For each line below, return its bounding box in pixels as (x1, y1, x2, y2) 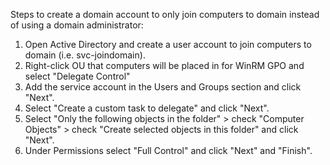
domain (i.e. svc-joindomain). (24, 49, 146, 61)
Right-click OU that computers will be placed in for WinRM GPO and (24, 60, 305, 71)
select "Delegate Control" (24, 70, 131, 82)
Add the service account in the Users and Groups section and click (24, 81, 302, 93)
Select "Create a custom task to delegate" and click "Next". (24, 102, 270, 114)
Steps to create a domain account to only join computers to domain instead (10, 9, 320, 20)
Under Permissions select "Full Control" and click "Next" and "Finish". (24, 145, 313, 156)
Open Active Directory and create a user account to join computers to (24, 39, 312, 50)
